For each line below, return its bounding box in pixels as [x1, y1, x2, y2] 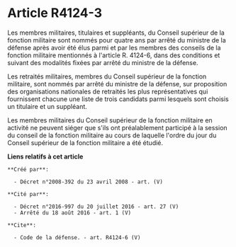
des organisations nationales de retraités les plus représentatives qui [7, 87, 208, 96]
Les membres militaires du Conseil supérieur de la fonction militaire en [7, 115, 213, 125]
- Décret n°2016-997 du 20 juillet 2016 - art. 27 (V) [13, 203, 179, 210]
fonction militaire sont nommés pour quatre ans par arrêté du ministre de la [7, 35, 227, 44]
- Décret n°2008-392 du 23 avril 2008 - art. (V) [13, 178, 163, 185]
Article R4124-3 [7, 5, 103, 21]
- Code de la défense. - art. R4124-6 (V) [13, 234, 141, 241]
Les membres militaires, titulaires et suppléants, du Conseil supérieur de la [7, 28, 225, 37]
